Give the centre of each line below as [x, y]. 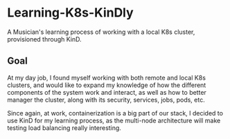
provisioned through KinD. [44, 39]
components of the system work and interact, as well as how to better [107, 92]
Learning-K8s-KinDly [70, 13]
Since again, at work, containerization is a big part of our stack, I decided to [115, 113]
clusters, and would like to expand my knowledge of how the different [107, 85]
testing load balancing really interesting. [64, 128]
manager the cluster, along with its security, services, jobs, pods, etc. [106, 100]
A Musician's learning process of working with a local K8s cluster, [101, 32]
